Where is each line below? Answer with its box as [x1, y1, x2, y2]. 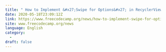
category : [5, 30, 26, 35]
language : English [5, 26, 43, 31]
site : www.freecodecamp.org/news [5, 21, 74, 26]
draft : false [5, 40, 32, 45]
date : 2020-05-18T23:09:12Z [5, 12, 63, 17]
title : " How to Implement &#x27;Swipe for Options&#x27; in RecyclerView [5, 7, 163, 12]
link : [5, 16, 16, 21]
